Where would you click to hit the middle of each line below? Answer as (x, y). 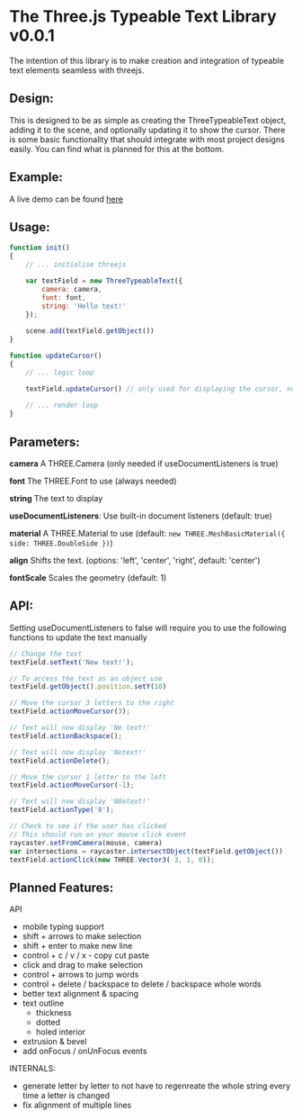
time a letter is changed (66, 1096)
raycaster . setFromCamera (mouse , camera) (86, 843)
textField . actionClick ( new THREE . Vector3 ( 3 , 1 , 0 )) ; (112, 860)
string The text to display (56, 498)
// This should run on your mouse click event (98, 835)
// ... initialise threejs (76, 265)
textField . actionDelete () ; (60, 761)
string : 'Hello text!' (84, 306)
